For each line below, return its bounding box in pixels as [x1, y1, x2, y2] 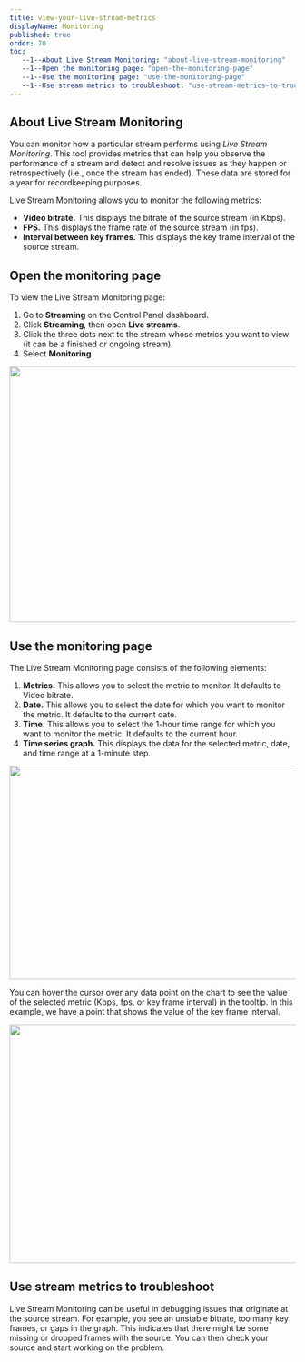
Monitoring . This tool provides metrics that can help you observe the [9, 148, 266, 159]
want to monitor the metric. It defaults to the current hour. [22, 728, 239, 739]
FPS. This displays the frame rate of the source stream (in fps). [22, 222, 259, 233]
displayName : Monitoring [9, 22, 103, 31]
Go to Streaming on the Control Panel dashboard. [22, 310, 209, 321]
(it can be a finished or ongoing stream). [22, 338, 174, 350]
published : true [9, 30, 71, 39]
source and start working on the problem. [9, 1342, 165, 1353]
